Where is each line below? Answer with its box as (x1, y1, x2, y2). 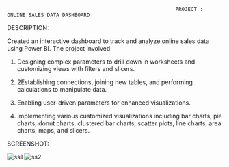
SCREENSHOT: (7, 140, 49, 148)
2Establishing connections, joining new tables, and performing (16, 78, 193, 86)
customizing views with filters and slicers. (16, 65, 135, 73)
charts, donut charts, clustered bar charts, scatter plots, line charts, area (16, 119, 221, 127)
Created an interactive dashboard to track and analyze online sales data (7, 37, 210, 45)
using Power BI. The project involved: (7, 44, 113, 52)
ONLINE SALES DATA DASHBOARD (7, 12, 90, 18)
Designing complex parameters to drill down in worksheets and (16, 57, 196, 66)
